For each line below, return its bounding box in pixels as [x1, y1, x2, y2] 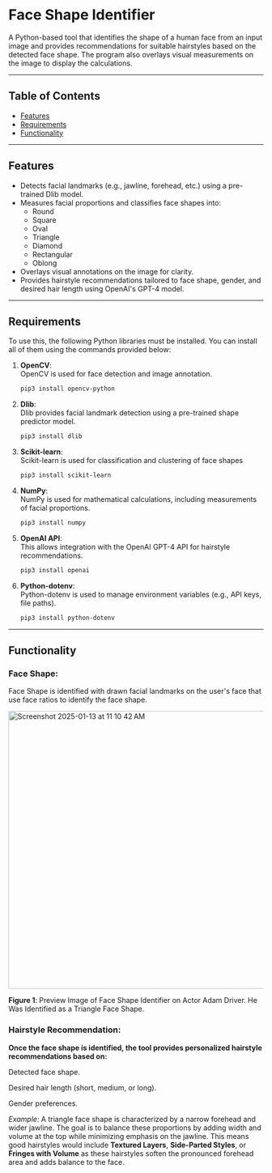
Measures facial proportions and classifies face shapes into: [19, 198, 221, 207]
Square [32, 215, 57, 224]
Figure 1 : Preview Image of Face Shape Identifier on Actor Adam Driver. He [8, 996, 257, 1005]
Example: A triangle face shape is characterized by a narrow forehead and [8, 1114, 257, 1124]
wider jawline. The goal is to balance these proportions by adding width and [8, 1123, 261, 1133]
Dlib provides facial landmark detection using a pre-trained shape [19, 408, 240, 418]
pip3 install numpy [19, 519, 87, 527]
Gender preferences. [8, 1099, 79, 1108]
